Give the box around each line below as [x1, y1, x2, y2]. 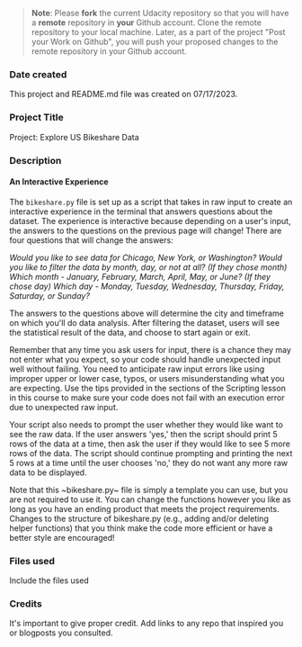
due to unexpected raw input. [9, 401, 119, 412]
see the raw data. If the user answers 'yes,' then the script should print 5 [9, 428, 278, 439]
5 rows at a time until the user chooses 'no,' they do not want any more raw [9, 457, 289, 468]
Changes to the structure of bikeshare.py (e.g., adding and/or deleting [9, 513, 270, 524]
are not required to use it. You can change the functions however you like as [9, 494, 291, 505]
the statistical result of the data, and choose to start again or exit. [9, 327, 251, 337]
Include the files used [9, 575, 90, 586]
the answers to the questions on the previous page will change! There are [9, 225, 282, 236]
